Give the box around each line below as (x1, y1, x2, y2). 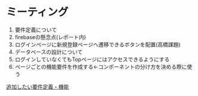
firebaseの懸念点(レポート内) (14, 33, 86, 40)
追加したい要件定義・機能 (6, 83, 69, 90)
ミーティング (6, 5, 69, 19)
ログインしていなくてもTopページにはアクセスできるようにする (14, 56, 170, 63)
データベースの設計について (14, 48, 83, 55)
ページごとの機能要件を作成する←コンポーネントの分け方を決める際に (14, 63, 187, 70)
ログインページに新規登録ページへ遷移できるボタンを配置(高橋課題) (14, 41, 181, 48)
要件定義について (14, 26, 57, 33)
